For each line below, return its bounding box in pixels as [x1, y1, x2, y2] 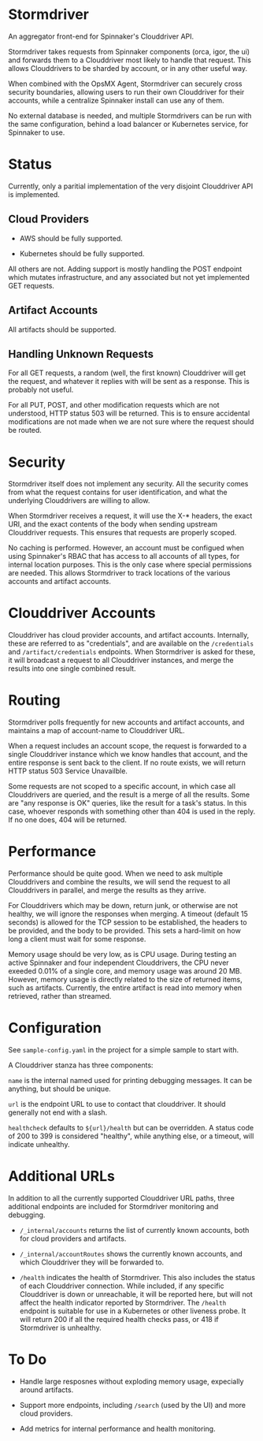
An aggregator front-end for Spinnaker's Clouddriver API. [8, 32, 194, 41]
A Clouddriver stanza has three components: [8, 1060, 154, 1070]
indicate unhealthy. [8, 1140, 70, 1149]
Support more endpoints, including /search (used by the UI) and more [19, 1400, 246, 1409]
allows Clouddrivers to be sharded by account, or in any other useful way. [8, 63, 248, 73]
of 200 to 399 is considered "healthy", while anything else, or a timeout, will [8, 1131, 254, 1141]
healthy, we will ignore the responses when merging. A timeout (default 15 [8, 909, 248, 919]
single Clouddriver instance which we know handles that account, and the [8, 750, 248, 759]
